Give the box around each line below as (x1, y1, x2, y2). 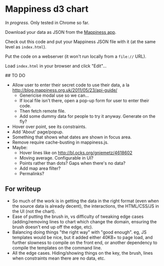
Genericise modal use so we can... (19, 92, 89, 98)
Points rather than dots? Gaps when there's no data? (19, 160, 126, 166)
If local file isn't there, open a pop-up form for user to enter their (19, 97, 149, 104)
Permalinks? (19, 170, 45, 176)
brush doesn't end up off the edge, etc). (12, 224, 93, 230)
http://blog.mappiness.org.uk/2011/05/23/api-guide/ (12, 87, 117, 93)
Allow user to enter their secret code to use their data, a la (12, 82, 130, 88)
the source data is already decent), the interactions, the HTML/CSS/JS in (12, 203, 159, 209)
